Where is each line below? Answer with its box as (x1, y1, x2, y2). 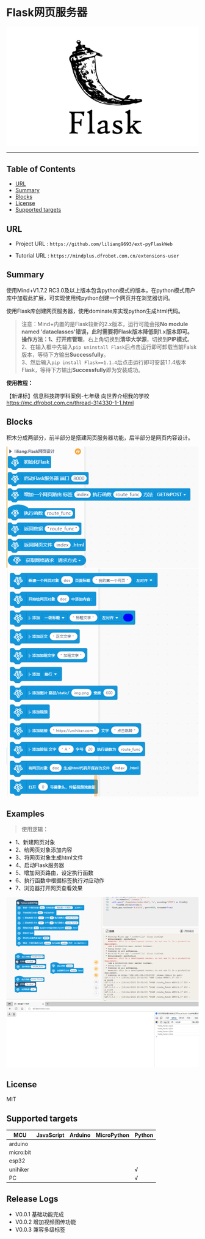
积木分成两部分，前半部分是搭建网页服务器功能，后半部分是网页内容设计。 (6, 434, 193, 441)
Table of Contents (6, 163, 76, 174)
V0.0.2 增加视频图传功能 (15, 1218, 76, 1226)
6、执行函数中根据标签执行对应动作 (15, 876, 105, 884)
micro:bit (9, 1148, 32, 1156)
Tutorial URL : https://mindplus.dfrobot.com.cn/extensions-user (15, 252, 179, 259)
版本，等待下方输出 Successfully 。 (21, 351, 109, 358)
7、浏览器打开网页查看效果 (15, 884, 83, 891)
